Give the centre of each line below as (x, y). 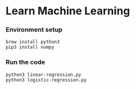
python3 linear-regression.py (44, 75)
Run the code (26, 62)
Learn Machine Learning (68, 11)
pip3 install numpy (30, 47)
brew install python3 (33, 42)
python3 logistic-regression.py (46, 80)
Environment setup (34, 30)
